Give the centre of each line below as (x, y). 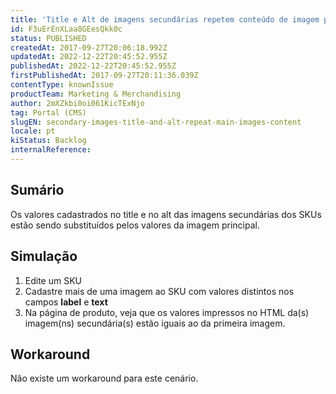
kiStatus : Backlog (48, 141)
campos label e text (66, 302)
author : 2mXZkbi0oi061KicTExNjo (77, 103)
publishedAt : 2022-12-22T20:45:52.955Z (93, 66)
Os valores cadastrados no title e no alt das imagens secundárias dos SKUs (166, 214)
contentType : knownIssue (62, 85)
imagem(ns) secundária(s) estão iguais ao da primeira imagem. (155, 323)
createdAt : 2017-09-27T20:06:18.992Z (89, 47)
